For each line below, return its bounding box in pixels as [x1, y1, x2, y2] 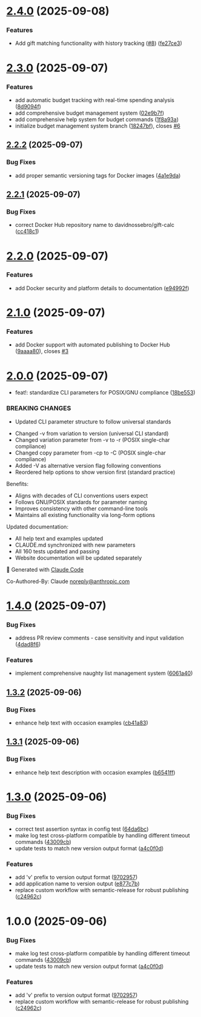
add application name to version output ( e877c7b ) [15, 880, 140, 887]
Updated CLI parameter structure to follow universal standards [15, 417, 171, 425]
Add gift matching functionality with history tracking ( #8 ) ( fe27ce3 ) [15, 39, 183, 47]
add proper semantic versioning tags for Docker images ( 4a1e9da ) [15, 172, 181, 179]
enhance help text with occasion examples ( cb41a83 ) [15, 719, 148, 726]
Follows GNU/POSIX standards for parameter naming [15, 498, 147, 505]
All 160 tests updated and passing [15, 547, 100, 555]
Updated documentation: [6, 523, 68, 530]
